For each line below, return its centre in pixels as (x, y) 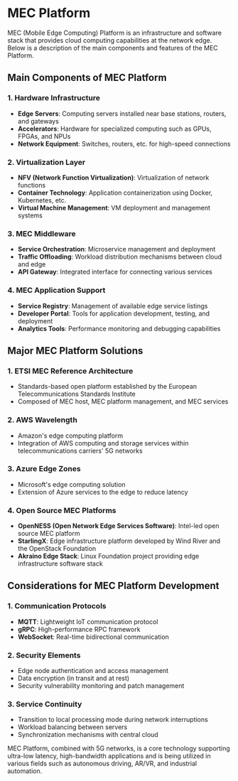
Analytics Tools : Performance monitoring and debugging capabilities (119, 328)
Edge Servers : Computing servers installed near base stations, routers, (122, 113)
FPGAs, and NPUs (44, 136)
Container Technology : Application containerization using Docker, (115, 193)
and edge (32, 264)
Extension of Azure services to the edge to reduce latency (103, 492)
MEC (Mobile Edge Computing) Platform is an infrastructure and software (115, 33)
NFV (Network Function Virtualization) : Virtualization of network (113, 177)
